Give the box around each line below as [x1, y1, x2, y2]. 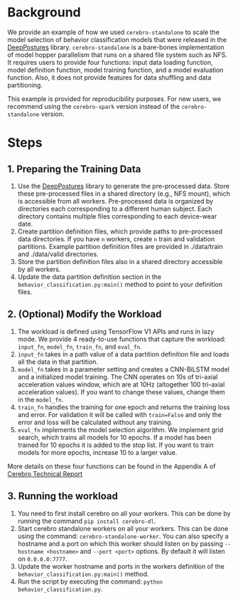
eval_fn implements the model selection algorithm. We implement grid [17, 425, 224, 434]
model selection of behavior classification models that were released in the [7, 35, 227, 43]
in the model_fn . [17, 395, 64, 404]
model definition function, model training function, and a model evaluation [7, 65, 224, 74]
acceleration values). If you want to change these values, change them [17, 387, 225, 396]
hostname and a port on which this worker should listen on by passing [17, 539, 224, 548]
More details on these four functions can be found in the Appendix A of [7, 462, 216, 470]
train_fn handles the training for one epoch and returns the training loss [17, 403, 230, 411]
